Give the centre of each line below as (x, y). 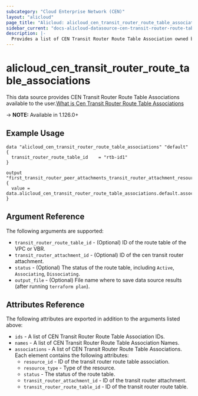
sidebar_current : (27, 28)
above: (14, 325)
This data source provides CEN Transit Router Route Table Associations (93, 97)
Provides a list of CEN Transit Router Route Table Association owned (100, 39)
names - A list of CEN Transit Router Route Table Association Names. (97, 343)
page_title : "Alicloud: (35, 22)
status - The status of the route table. (69, 374)
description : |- (26, 34)
